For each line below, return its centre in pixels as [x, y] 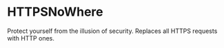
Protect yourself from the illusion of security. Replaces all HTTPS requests [112, 31]
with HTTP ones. [31, 38]
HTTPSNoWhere [55, 12]
